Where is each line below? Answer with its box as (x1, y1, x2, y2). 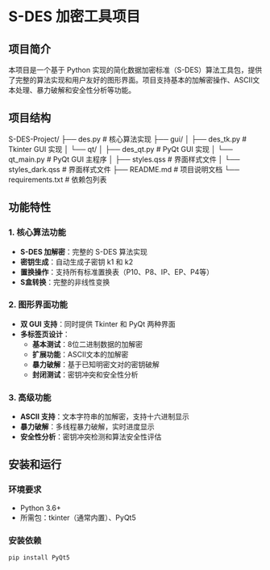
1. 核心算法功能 (8, 227, 67, 239)
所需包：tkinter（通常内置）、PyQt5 (19, 513, 136, 522)
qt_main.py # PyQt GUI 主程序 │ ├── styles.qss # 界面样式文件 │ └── (8, 154, 240, 164)
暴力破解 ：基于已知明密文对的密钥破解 (31, 359, 160, 369)
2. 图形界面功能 (8, 299, 69, 310)
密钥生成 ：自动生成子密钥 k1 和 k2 (19, 256, 134, 267)
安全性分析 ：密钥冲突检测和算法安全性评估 (19, 432, 162, 441)
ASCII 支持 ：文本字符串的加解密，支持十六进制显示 (19, 412, 189, 421)
